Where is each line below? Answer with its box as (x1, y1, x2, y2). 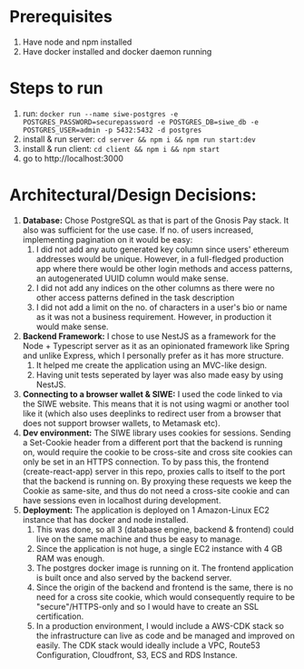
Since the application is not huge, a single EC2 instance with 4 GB (35, 543, 283, 554)
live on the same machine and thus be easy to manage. (35, 534, 243, 544)
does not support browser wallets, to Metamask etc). (22, 417, 221, 428)
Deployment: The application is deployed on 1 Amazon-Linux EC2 (22, 504, 270, 515)
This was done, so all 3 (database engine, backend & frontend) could (35, 524, 295, 534)
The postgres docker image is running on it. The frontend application (35, 562, 294, 574)
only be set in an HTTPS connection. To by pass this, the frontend (22, 456, 270, 467)
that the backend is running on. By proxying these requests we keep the (22, 475, 292, 486)
